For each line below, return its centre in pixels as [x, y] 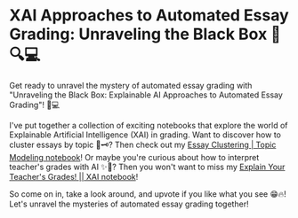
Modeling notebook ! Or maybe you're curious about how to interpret [134, 157]
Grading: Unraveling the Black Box [138, 34]
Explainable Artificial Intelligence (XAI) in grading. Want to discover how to [145, 135]
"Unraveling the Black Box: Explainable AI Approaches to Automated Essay [146, 95]
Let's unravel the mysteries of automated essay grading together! [129, 204]
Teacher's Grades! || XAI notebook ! [74, 176]
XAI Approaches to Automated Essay [149, 16]
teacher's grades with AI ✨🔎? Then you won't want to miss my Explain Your [147, 167]
